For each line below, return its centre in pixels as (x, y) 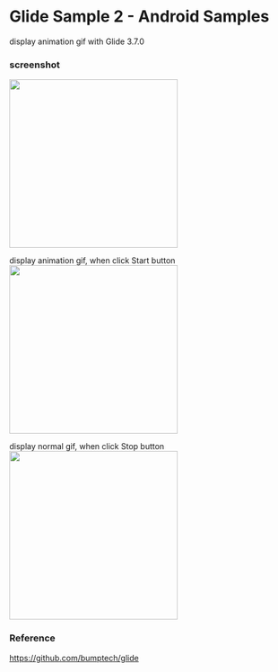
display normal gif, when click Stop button (87, 447)
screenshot (35, 65)
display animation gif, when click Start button (92, 261)
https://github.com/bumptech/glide (74, 658)
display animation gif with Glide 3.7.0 (77, 41)
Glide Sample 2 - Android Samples (139, 17)
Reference (32, 638)
